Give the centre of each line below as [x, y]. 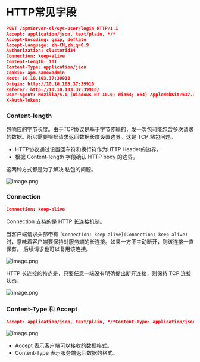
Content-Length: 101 [32, 62]
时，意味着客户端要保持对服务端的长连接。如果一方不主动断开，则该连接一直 [100, 241]
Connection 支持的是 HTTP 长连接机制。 [56, 221]
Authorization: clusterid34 [41, 51]
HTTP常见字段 [41, 12]
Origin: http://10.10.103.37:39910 [50, 84]
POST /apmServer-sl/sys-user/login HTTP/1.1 [62, 28]
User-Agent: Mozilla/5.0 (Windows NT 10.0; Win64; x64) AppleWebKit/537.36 [102, 95]
